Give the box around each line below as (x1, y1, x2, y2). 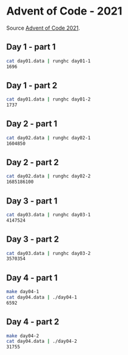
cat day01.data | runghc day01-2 (6, 96, 91, 102)
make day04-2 (6, 333, 39, 339)
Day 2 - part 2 (6, 158, 59, 168)
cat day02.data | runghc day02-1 (6, 134, 91, 141)
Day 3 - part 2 (6, 234, 59, 245)
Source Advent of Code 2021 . (6, 24, 81, 32)
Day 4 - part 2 (6, 317, 59, 327)
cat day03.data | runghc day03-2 (6, 250, 91, 256)
